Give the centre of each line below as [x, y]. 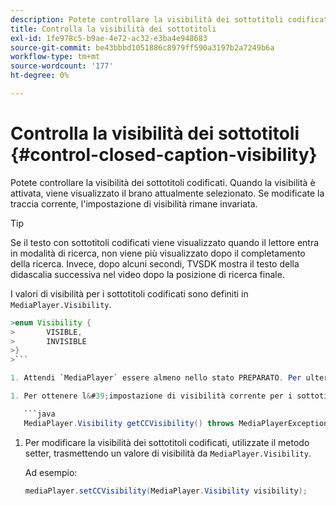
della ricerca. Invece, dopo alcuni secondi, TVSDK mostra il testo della [155, 263]
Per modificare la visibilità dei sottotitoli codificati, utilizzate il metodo [167, 442]
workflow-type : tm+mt [55, 57]
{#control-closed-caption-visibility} [164, 155]
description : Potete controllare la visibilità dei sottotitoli [147, 19]
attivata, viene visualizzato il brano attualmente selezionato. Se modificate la [167, 193]
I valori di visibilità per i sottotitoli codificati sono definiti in [129, 293]
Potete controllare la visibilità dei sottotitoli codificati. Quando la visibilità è [163, 182]
